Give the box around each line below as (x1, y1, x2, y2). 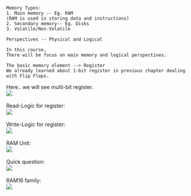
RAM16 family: (6, 177, 42, 184)
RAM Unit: (6, 140, 31, 146)
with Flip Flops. (6, 73, 50, 79)
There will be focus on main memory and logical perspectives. (6, 52, 167, 58)
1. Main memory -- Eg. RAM (6, 10, 73, 16)
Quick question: (6, 158, 45, 165)
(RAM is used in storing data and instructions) (6, 16, 130, 22)
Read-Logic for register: (6, 102, 66, 109)
